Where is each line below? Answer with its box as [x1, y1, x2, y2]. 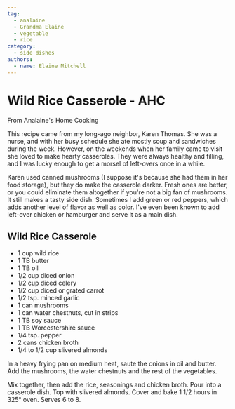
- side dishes [13, 50, 55, 57]
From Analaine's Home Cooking [7, 116, 99, 124]
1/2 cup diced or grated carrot [17, 286, 105, 295]
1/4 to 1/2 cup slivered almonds [17, 346, 108, 354]
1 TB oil [17, 264, 39, 272]
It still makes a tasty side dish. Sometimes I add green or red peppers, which [7, 195, 228, 203]
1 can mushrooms [17, 301, 69, 309]
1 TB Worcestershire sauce [17, 323, 95, 332]
